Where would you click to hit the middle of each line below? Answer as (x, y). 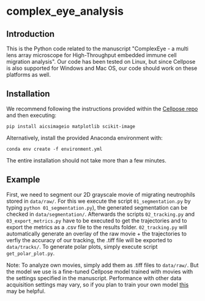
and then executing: (32, 115)
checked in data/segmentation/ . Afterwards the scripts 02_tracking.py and (100, 214)
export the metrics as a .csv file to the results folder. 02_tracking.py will (97, 227)
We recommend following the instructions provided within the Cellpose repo (102, 109)
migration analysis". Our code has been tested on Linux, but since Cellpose (101, 62)
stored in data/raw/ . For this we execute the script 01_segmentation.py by (99, 201)
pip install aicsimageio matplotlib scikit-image (71, 126)
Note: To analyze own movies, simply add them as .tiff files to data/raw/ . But (102, 265)
